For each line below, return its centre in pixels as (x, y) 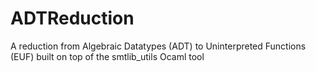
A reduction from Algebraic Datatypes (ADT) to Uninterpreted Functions (158, 46)
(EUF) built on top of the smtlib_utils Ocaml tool (107, 56)
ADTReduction (72, 18)
